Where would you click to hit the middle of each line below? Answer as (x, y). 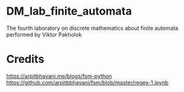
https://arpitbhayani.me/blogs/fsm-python (59, 76)
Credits (25, 59)
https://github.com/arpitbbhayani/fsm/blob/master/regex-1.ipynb (87, 82)
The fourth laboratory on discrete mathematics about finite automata (92, 28)
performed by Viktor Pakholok (44, 34)
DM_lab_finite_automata (69, 11)
